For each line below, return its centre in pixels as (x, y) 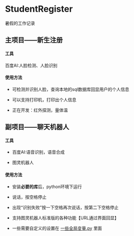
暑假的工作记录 (20, 23)
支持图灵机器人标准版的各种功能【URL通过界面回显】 (66, 218)
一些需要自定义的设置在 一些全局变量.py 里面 (57, 228)
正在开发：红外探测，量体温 (40, 110)
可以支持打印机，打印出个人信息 (44, 99)
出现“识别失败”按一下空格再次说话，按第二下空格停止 (65, 207)
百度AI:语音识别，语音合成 (38, 152)
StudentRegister (39, 9)
